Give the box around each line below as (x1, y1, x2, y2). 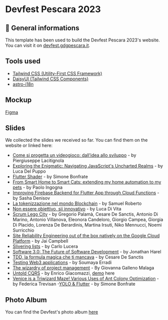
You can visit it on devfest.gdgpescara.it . (5, 42, 90, 48)
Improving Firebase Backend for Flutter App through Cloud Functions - (12, 190, 160, 196)
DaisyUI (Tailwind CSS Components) (12, 76, 89, 82)
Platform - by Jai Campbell (12, 238, 69, 244)
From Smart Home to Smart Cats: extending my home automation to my (12, 179, 161, 185)
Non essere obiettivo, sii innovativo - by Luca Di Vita (12, 206, 122, 212)
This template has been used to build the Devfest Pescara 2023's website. (5, 37, 160, 43)
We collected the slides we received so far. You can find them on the (5, 137, 148, 143)
